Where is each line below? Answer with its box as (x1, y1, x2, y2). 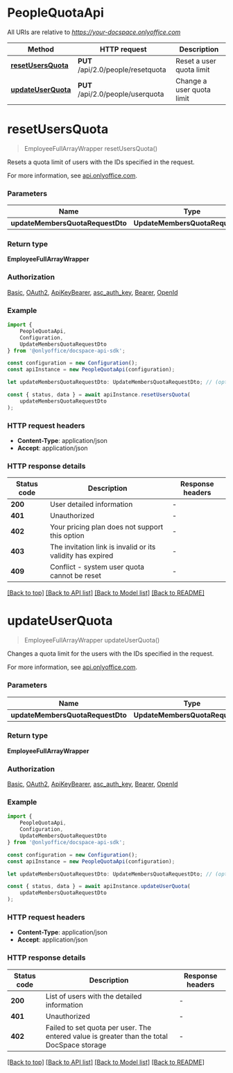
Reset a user (175, 56, 216, 65)
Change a (175, 76, 207, 86)
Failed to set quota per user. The (45, 1022, 152, 1032)
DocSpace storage (45, 1040, 107, 1049)
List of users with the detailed (45, 991, 142, 1001)
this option (49, 531, 85, 540)
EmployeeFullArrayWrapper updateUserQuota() (24, 636, 160, 645)
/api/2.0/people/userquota (77, 89, 164, 99)
